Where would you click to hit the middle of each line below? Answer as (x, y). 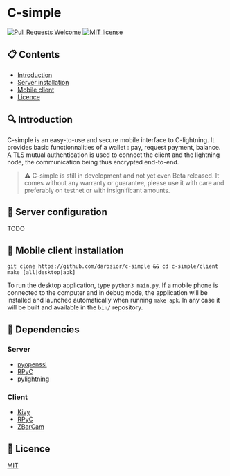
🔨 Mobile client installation (65, 250)
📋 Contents (34, 54)
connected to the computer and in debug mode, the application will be (107, 293)
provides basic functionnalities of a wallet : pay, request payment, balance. (114, 147)
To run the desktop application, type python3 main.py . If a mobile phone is (113, 285)
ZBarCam (31, 427)
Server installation (43, 82)
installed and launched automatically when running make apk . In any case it (114, 300)
